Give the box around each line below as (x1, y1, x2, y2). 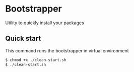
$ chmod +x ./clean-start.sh (5, 57, 66, 62)
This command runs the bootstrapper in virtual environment (5, 47, 129, 53)
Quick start (5, 34, 41, 43)
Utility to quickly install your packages (5, 20, 84, 26)
